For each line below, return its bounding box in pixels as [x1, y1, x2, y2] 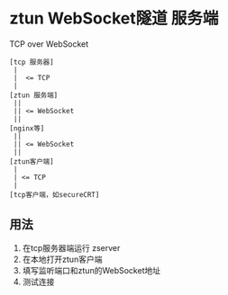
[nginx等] [9, 123, 45, 133]
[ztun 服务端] [9, 91, 59, 100]
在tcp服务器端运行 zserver [22, 242, 121, 253]
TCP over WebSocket [9, 38, 89, 49]
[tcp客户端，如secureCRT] [9, 190, 100, 199]
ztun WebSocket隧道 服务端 [9, 8, 219, 29]
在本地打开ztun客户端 [22, 254, 103, 264]
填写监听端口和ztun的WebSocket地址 [22, 264, 160, 275]
